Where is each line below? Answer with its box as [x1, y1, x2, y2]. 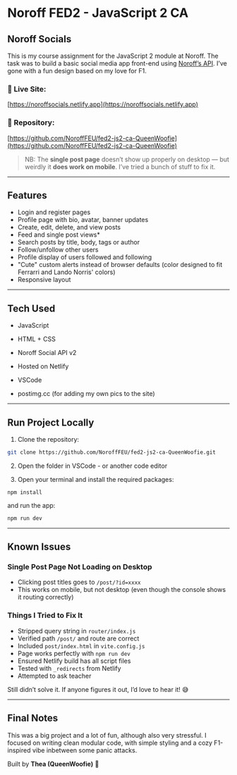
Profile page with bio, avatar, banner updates [17, 216, 149, 224]
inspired [7, 745, 31, 755]
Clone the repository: [17, 435, 80, 444]
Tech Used [7, 302, 56, 314]
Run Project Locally [7, 416, 95, 428]
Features [7, 189, 47, 201]
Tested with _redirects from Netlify [17, 664, 121, 672]
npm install [7, 488, 42, 496]
